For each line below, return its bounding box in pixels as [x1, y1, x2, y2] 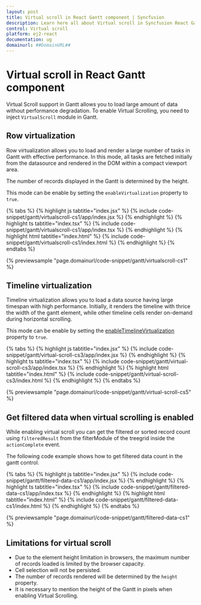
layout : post [6, 8, 39, 15]
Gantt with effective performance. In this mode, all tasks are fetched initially [6, 153, 193, 160]
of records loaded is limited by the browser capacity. [14, 560, 145, 567]
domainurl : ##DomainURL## [6, 43, 71, 49]
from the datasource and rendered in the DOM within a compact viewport [6, 159, 187, 167]
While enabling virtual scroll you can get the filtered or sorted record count [6, 428, 190, 435]
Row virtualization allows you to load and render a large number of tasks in [6, 146, 190, 153]
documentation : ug [6, 37, 52, 43]
